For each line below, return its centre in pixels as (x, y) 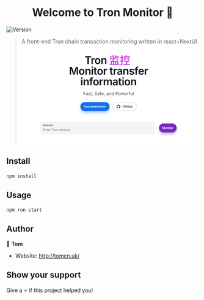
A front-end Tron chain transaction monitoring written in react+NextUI (109, 41)
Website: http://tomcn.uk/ (47, 256)
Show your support (44, 275)
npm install (21, 176)
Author (20, 229)
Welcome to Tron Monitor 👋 (103, 13)
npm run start (24, 210)
